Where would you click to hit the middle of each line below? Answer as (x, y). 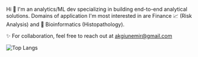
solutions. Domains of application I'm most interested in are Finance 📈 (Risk (99, 16)
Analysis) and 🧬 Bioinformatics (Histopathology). (66, 24)
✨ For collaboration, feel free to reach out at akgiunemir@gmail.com (89, 36)
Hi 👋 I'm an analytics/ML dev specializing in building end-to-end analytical (97, 9)
